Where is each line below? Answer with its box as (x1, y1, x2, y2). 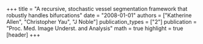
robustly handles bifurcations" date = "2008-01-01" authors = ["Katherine (6, 12, 192, 19)
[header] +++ (6, 31, 41, 38)
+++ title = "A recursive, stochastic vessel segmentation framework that (6, 5, 188, 12)
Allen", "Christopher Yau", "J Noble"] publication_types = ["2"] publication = (6, 18, 197, 25)
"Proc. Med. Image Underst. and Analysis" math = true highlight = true (6, 24, 183, 32)
